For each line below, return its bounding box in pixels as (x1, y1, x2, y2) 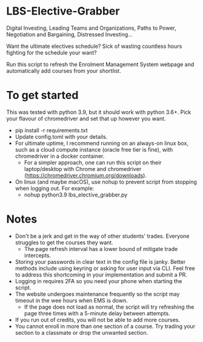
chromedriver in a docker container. (15, 152, 105, 159)
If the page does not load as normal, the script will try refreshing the (24, 303, 195, 310)
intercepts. (24, 252, 52, 259)
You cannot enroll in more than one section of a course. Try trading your (15, 323, 196, 330)
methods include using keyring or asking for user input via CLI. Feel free (15, 264, 195, 272)
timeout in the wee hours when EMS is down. (15, 297, 128, 304)
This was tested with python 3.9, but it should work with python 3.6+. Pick (6, 108, 191, 116)
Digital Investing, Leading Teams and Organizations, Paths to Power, (6, 24, 177, 32)
